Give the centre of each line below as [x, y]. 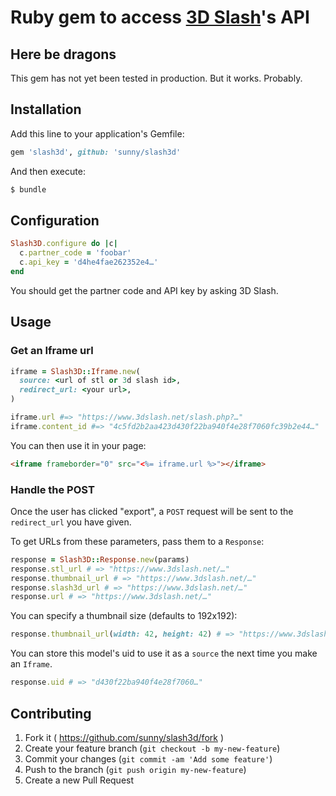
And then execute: [48, 171]
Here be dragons [63, 54]
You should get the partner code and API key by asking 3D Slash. [144, 290]
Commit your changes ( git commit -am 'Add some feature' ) [148, 758]
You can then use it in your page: [78, 445]
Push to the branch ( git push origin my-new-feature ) [135, 769]
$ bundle [28, 189]
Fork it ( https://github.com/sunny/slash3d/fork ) [124, 737]
